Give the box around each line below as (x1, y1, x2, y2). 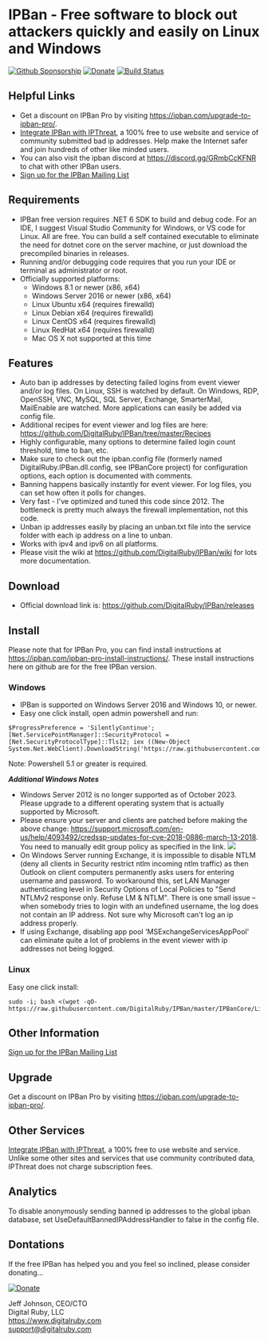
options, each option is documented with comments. (19, 471, 193, 481)
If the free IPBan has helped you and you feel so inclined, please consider (8, 1259, 250, 1268)
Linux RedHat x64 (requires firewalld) (31, 325, 156, 334)
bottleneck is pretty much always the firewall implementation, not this (19, 505, 249, 515)
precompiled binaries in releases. (19, 248, 129, 258)
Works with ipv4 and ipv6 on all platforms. (19, 539, 159, 549)
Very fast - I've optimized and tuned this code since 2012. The (19, 497, 225, 506)
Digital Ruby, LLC (8, 1307, 65, 1316)
